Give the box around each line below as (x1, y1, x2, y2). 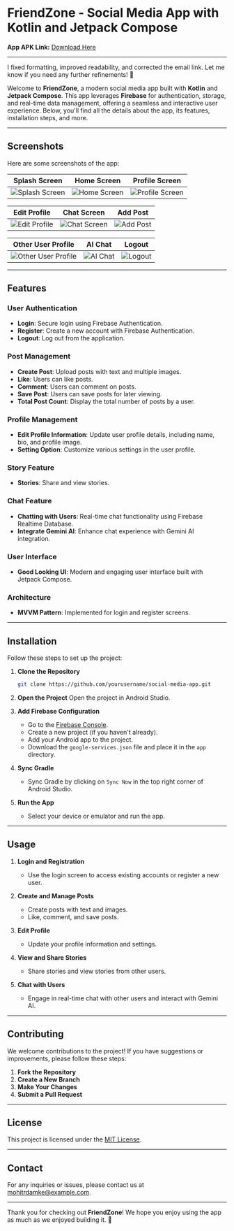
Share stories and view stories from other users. (27, 967, 166, 975)
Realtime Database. (17, 519, 74, 528)
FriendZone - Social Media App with (7, 5, 219, 21)
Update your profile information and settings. (27, 940, 157, 948)
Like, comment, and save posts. (27, 912, 119, 921)
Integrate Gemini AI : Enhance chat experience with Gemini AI (17, 526, 194, 535)
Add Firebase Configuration (17, 707, 100, 715)
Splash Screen (13, 175, 63, 185)
